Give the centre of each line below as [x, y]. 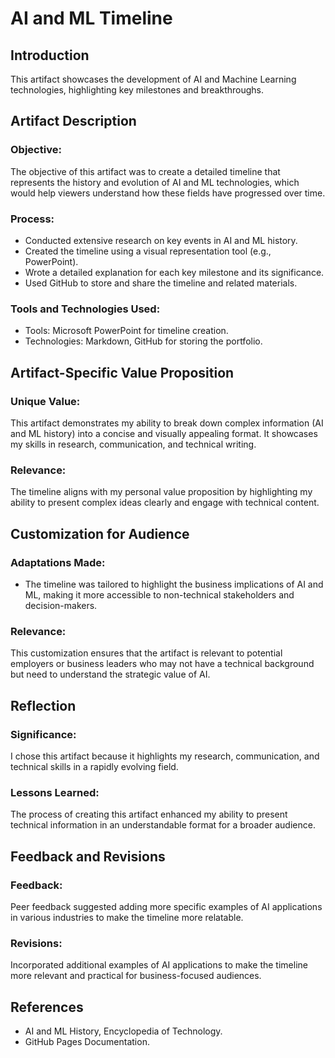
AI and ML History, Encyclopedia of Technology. [123, 1031]
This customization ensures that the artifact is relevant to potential [146, 653]
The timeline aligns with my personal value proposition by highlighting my [161, 492]
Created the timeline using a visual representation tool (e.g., [148, 251]
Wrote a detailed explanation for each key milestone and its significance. [174, 272]
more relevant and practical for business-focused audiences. [136, 976]
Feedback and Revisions [88, 856]
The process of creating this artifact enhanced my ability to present [149, 814]
